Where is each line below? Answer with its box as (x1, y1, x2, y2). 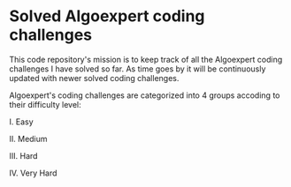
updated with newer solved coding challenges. (9, 72, 180, 83)
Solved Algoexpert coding (9, 6, 205, 26)
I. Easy (9, 116, 34, 127)
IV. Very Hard (9, 168, 57, 178)
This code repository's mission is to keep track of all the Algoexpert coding (9, 54, 283, 64)
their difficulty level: (9, 99, 81, 109)
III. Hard (9, 150, 38, 161)
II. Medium (9, 133, 48, 144)
